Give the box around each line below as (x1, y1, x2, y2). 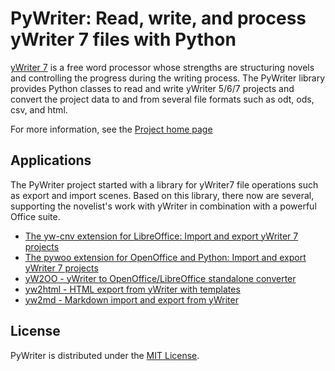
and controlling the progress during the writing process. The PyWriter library (10, 72, 326, 84)
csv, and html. (10, 103, 68, 116)
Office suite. (10, 210, 61, 222)
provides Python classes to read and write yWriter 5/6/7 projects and (10, 82, 295, 94)
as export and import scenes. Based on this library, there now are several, (10, 189, 315, 201)
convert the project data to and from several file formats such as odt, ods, (10, 93, 315, 105)
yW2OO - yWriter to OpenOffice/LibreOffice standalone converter (24, 272, 297, 284)
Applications (10, 152, 92, 169)
